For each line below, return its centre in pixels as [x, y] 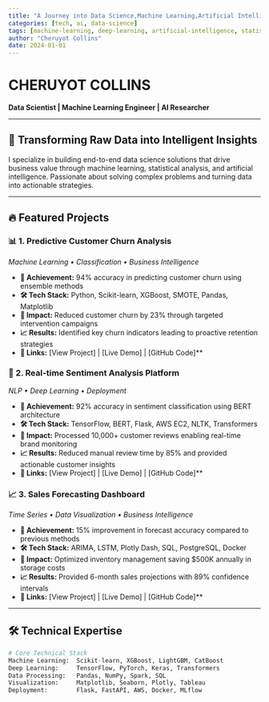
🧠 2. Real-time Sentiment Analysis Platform [94, 373]
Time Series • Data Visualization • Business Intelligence [101, 515]
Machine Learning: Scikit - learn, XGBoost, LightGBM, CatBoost [116, 660]
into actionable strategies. [51, 185]
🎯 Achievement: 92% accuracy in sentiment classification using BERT [136, 406]
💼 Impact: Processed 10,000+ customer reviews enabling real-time [130, 435]
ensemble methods [52, 286]
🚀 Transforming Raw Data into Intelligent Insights [133, 140]
